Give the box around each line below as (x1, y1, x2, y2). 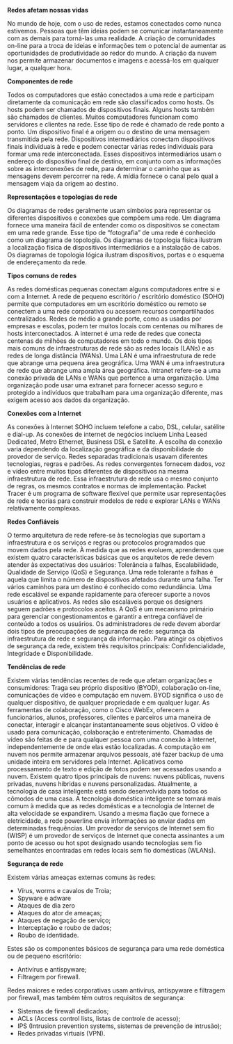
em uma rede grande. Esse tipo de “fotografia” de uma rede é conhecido (7, 229, 216, 236)
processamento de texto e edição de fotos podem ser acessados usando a (7, 765, 222, 773)
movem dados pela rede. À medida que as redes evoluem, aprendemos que (7, 546, 225, 554)
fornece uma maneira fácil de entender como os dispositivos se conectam (7, 221, 220, 229)
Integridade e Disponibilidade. (7, 650, 93, 657)
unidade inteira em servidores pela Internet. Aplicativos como (7, 757, 184, 766)
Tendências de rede (7, 663, 66, 670)
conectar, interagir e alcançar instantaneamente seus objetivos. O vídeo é (7, 721, 219, 729)
